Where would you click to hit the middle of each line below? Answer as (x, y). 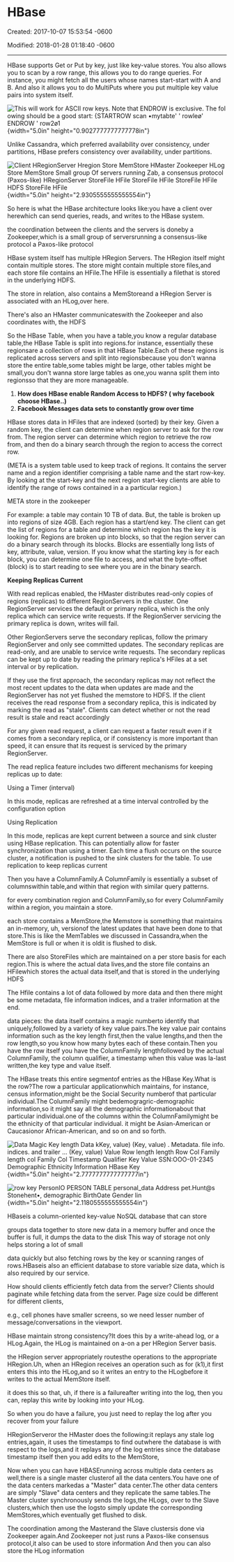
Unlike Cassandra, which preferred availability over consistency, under (109, 144)
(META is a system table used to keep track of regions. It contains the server (117, 465)
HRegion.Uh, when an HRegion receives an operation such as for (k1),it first (116, 1364)
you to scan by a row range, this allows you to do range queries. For (105, 72)
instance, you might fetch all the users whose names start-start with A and (114, 80)
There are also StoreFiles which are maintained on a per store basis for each (117, 956)
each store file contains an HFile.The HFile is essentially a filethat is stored (114, 273)
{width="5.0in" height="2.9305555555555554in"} (79, 195)
